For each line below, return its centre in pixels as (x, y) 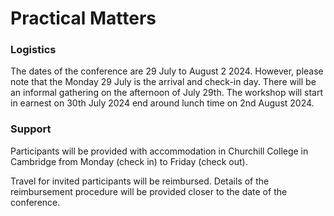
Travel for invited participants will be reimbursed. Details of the (140, 181)
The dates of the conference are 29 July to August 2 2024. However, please (167, 71)
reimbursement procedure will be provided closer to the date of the (149, 191)
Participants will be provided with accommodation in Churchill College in (159, 151)
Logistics (33, 50)
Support (31, 129)
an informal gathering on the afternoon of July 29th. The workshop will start (166, 93)
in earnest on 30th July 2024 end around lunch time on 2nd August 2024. (162, 103)
